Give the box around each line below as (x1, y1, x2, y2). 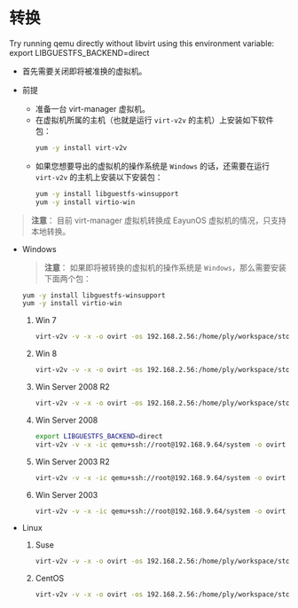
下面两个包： (43, 272, 91, 284)
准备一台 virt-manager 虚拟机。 (35, 103, 151, 114)
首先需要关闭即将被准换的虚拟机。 (21, 66, 147, 76)
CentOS (35, 573, 65, 584)
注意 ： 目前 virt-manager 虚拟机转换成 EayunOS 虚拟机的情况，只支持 (30, 215, 286, 225)
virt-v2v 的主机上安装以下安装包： (35, 171, 163, 182)
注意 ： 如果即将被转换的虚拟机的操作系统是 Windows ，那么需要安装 (43, 262, 286, 272)
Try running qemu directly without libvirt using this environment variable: (9, 37, 275, 49)
